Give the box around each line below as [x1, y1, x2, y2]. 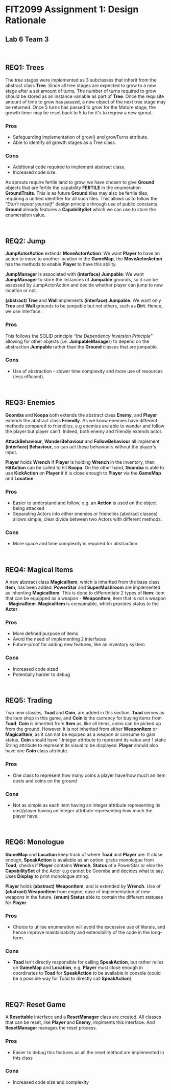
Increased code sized [12, 666, 59, 672]
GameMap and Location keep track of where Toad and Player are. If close [5, 851, 163, 857]
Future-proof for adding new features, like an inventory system [12, 642, 145, 648]
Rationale [5, 14, 46, 26]
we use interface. [5, 309, 42, 315]
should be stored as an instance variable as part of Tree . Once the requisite [5, 93, 164, 99]
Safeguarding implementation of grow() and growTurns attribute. [12, 134, 149, 140]
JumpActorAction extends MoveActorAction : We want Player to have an [5, 250, 160, 257]
